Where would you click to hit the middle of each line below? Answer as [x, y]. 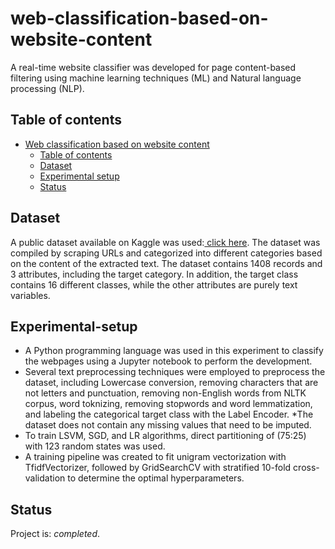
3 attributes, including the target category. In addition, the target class [154, 274]
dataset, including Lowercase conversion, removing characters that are [171, 383]
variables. [30, 295]
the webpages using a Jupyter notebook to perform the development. [168, 361]
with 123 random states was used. [95, 446]
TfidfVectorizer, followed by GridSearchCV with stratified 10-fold [158, 468]
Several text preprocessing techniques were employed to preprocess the [175, 372]
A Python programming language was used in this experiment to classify [174, 351]
